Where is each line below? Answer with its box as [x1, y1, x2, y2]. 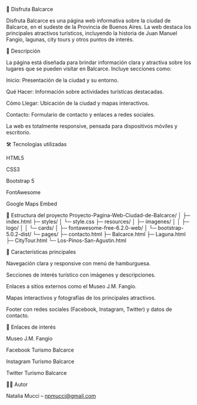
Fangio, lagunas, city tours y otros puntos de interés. [6, 36, 134, 43]
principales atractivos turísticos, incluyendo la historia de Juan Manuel [6, 30, 178, 37]
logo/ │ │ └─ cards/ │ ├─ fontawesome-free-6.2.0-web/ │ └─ [6, 224, 157, 231]
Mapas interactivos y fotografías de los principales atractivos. [6, 294, 156, 301]
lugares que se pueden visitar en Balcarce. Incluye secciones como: [6, 65, 172, 72]
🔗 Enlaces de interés [6, 323, 56, 330]
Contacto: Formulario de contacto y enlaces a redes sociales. [6, 111, 155, 118]
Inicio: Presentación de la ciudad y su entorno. [6, 77, 119, 83]
